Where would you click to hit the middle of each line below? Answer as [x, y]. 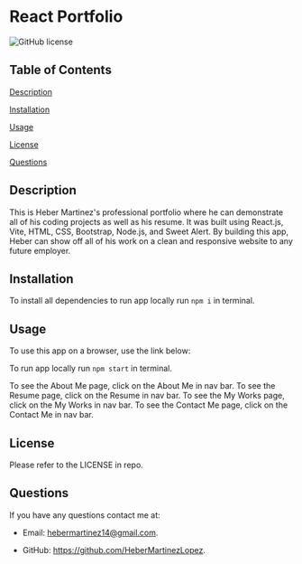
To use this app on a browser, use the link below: [100, 351]
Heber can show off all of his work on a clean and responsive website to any [151, 240]
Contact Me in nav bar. [51, 415]
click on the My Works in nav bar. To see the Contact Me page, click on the [149, 405]
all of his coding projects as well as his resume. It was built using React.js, [146, 221]
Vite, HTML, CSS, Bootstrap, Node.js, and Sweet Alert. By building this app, [149, 231]
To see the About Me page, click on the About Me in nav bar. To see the [142, 386]
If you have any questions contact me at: [85, 515]
